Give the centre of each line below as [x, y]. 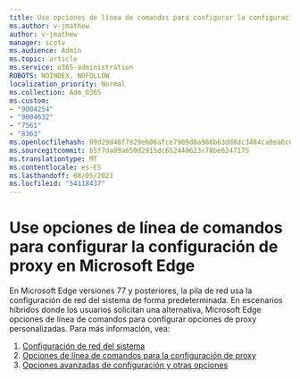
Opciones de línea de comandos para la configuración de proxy [139, 356]
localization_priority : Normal [67, 84]
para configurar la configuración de [144, 247]
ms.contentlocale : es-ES [55, 167]
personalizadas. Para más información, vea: [90, 329]
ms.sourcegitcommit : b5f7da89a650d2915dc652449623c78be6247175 [129, 150]
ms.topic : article [43, 59]
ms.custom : [29, 101]
